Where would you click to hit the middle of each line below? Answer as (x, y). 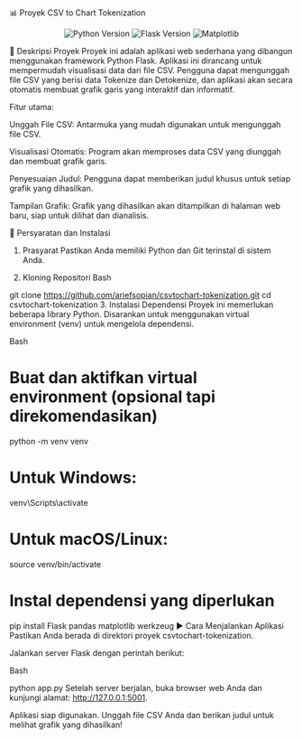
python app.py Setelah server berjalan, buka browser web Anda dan (136, 688)
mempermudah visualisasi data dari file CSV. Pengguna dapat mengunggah (150, 70)
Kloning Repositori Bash (67, 277)
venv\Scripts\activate (49, 502)
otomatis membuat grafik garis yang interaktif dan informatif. (122, 89)
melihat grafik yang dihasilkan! (66, 725)
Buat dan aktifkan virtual (103, 378)
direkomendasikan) (83, 416)
